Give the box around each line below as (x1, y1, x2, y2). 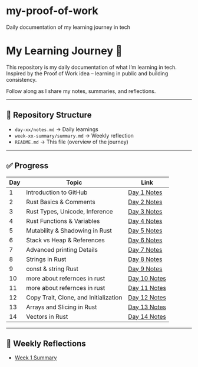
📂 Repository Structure (6, 110, 92, 120)
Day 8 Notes (127, 255, 163, 263)
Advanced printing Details (26, 245, 98, 253)
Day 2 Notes (127, 198, 163, 206)
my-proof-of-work (6, 4, 98, 18)
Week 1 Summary (14, 354, 57, 361)
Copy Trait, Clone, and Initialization (26, 293, 123, 301)
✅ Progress (6, 161, 49, 171)
